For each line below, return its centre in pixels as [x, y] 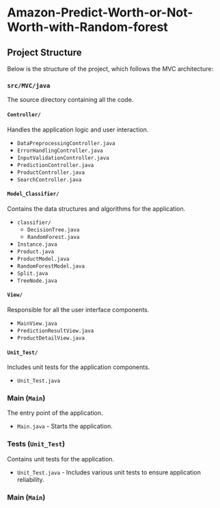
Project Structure [44, 52]
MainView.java [37, 323]
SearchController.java [49, 179]
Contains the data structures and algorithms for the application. [96, 208]
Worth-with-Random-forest [88, 27]
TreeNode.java [37, 281]
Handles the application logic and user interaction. [78, 129]
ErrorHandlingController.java [60, 151]
